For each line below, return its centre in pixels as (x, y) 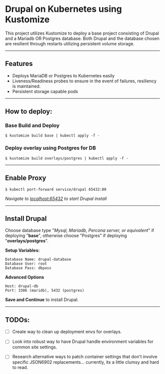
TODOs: (17, 320)
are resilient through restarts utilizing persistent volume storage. (70, 43)
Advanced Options (25, 277)
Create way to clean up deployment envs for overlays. (67, 332)
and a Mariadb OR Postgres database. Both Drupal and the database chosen (82, 38)
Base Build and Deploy (32, 126)
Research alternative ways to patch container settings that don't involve (85, 357)
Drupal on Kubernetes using (64, 9)
